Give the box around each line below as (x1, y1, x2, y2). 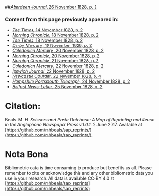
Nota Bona (5, 149, 48, 160)
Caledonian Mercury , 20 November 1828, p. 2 (12, 48, 104, 54)
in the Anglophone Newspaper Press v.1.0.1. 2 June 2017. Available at (5, 122, 142, 128)
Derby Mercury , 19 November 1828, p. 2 (12, 43, 92, 48)
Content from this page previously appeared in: (5, 16, 119, 23)
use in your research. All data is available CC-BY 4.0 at (5, 175, 114, 181)
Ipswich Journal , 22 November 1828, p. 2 (12, 68, 95, 74)
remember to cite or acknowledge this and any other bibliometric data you (5, 170, 153, 176)
